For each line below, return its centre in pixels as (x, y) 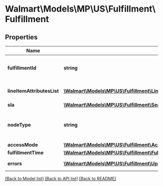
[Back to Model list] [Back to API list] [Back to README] (61, 178)
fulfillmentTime (25, 153)
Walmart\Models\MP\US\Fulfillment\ (81, 9)
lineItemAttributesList (33, 91)
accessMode (23, 145)
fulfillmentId (22, 68)
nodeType (19, 125)
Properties (21, 37)
